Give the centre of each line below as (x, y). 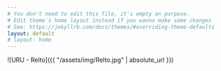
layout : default (31, 33)
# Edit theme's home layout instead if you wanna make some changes (109, 20)
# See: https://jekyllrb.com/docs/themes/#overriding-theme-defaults (111, 27)
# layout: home (29, 40)
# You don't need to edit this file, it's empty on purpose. (99, 14)
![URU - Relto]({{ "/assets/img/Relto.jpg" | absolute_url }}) (91, 60)
